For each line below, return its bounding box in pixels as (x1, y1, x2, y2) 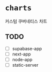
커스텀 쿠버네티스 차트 (5, 18, 48, 24)
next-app (12, 51, 31, 57)
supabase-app (12, 45, 42, 52)
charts (5, 3, 32, 13)
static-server (12, 62, 39, 68)
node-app (12, 56, 33, 62)
